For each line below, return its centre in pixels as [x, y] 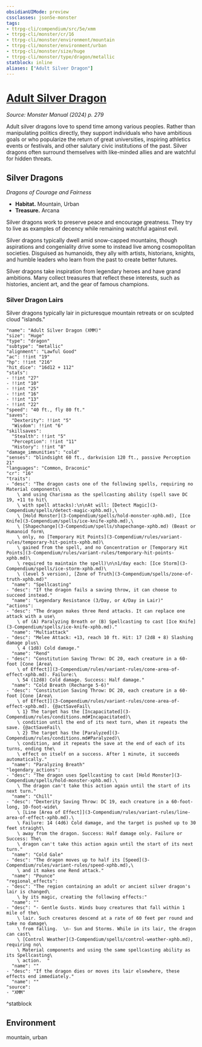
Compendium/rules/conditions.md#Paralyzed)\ [63, 738]
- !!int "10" [23, 384]
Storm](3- [175, 563]
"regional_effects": [32, 881]
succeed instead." [29, 596]
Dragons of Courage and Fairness [49, 192]
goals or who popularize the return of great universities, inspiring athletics [98, 139]
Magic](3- [146, 505]
